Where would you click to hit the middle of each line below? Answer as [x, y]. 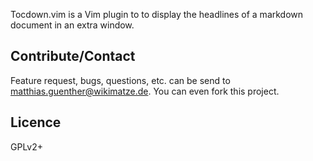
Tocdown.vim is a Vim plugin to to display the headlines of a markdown [157, 14]
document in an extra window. [72, 25]
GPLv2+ [27, 146]
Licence [36, 122]
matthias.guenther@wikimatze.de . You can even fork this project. [145, 91]
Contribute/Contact [73, 56]
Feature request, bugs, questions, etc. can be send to [120, 80]
